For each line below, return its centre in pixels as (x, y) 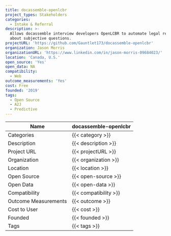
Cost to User (23, 209)
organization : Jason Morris (35, 48)
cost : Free (17, 85)
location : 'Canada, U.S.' (33, 57)
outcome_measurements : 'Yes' (36, 81)
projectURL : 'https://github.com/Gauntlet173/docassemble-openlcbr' (79, 43)
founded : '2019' (22, 90)
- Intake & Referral (32, 24)
